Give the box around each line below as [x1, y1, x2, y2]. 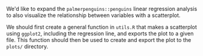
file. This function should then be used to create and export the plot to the [6, 37, 191, 43]
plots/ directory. [6, 43, 49, 50]
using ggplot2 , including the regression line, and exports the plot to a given [6, 30, 194, 37]
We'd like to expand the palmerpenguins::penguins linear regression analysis [6, 5, 198, 12]
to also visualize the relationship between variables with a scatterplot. [6, 12, 181, 19]
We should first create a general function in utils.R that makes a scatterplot [6, 24, 198, 30]
